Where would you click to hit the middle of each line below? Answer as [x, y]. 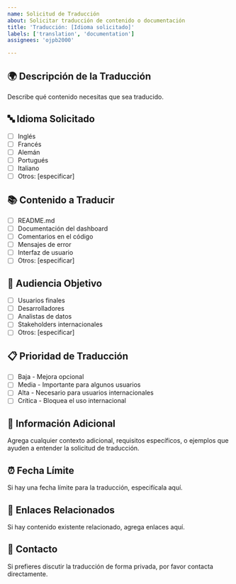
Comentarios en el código [55, 237]
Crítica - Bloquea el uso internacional [72, 401]
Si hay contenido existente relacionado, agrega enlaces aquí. [96, 527]
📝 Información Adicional [61, 423]
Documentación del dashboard [63, 228]
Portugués [33, 160]
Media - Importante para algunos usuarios [79, 385]
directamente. [28, 574]
